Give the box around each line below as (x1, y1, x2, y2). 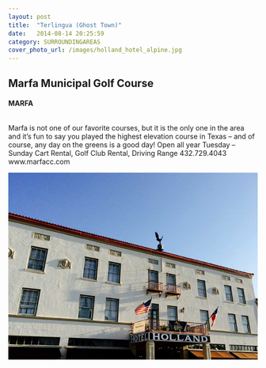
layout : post (8, 13, 51, 21)
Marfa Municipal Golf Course (8, 76, 154, 90)
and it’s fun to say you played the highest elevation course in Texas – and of (8, 131, 255, 141)
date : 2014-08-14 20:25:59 (8, 29, 104, 37)
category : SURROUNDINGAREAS (8, 38, 101, 46)
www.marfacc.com (8, 157, 70, 166)
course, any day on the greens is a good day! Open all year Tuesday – (8, 139, 236, 150)
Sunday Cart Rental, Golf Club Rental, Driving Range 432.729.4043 (8, 148, 227, 157)
